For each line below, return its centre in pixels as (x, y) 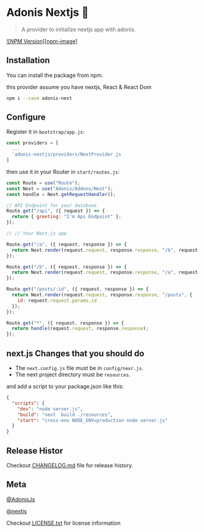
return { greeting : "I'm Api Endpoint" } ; (67, 217)
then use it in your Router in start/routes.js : (63, 172)
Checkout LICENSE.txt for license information (64, 523)
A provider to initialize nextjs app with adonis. (78, 29)
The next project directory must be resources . (73, 374)
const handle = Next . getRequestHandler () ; (61, 194)
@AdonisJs (21, 499)
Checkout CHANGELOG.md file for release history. (70, 465)
